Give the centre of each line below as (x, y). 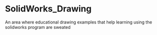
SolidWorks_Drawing (48, 9)
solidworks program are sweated (38, 27)
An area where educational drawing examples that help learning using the (79, 22)
